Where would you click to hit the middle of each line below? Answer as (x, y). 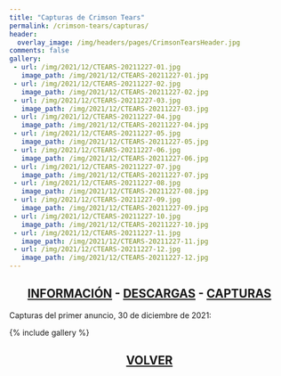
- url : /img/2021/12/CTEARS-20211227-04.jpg (96, 117)
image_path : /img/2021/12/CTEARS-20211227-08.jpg (115, 192)
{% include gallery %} (50, 332)
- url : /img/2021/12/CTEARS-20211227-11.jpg (96, 233)
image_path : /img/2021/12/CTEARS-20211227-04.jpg (115, 126)
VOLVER (149, 360)
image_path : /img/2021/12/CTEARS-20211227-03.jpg (115, 109)
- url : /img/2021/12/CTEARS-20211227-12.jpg (96, 249)
